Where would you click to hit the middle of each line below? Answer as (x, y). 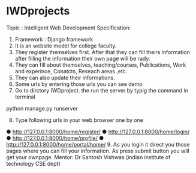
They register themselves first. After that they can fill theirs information (102, 52)
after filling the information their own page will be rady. (82, 58)
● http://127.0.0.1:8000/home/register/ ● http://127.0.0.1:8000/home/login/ (98, 132)
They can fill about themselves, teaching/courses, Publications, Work (100, 65)
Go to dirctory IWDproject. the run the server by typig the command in (102, 90)
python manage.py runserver (42, 108)
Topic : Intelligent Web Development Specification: (68, 28)
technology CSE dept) (34, 163)
